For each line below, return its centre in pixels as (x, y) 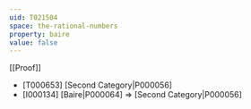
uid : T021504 (34, 17)
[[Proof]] (26, 68)
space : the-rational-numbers (64, 26)
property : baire (39, 34)
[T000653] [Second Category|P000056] (97, 85)
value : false (34, 42)
